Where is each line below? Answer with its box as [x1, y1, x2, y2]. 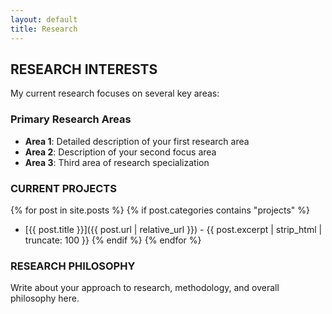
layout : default [10, 14, 78, 25]
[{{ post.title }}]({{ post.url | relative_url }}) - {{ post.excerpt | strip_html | [24, 223, 323, 235]
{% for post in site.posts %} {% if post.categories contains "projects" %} [10, 204, 310, 216]
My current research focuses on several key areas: [10, 87, 220, 100]
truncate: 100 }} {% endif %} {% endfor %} [24, 234, 202, 246]
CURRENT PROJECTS [10, 181, 117, 195]
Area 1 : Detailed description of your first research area [24, 135, 250, 147]
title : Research [10, 24, 78, 34]
